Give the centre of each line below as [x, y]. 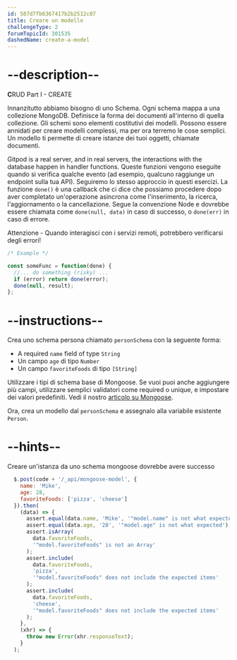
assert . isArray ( [50, 532]
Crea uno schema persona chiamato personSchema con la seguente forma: [114, 340]
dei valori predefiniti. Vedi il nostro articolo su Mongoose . [90, 397]
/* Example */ [28, 253]
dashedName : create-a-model [49, 40]
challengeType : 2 [33, 27]
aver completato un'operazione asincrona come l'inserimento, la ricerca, [113, 197]
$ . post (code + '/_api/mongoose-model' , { [75, 479]
